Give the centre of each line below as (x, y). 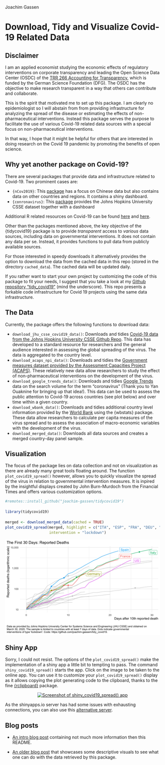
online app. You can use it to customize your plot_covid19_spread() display (82, 675)
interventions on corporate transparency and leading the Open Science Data (82, 73)
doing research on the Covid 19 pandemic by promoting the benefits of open (82, 144)
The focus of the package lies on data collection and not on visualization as (82, 466)
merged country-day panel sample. (48, 438)
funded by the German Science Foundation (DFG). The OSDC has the (75, 83)
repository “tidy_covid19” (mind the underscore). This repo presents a (75, 287)
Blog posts (22, 725)
